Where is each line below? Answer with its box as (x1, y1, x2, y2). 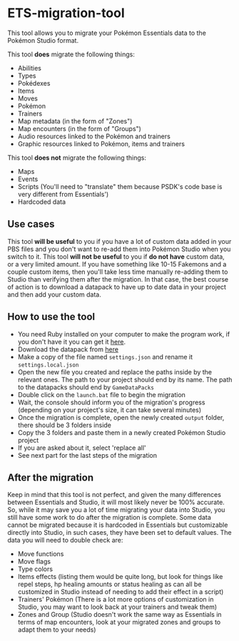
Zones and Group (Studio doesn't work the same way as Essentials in (17, 610, 223, 619)
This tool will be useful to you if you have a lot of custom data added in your (7, 237, 232, 245)
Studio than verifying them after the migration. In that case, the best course (7, 275, 229, 283)
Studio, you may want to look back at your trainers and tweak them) (17, 602, 218, 611)
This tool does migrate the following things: (7, 50, 136, 58)
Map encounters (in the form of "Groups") (17, 124, 141, 133)
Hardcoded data (17, 198, 66, 206)
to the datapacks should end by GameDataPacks (17, 383, 155, 391)
